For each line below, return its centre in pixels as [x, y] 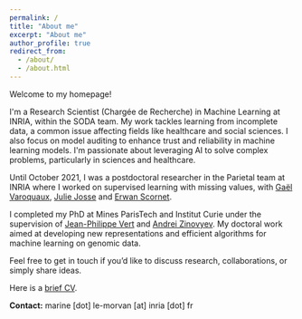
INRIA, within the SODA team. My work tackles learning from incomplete [144, 121]
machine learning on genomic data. [75, 243]
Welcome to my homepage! [61, 94]
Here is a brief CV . [43, 287]
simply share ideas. [46, 270]
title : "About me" [44, 26]
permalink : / [34, 18]
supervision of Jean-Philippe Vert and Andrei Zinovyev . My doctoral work [146, 224]
